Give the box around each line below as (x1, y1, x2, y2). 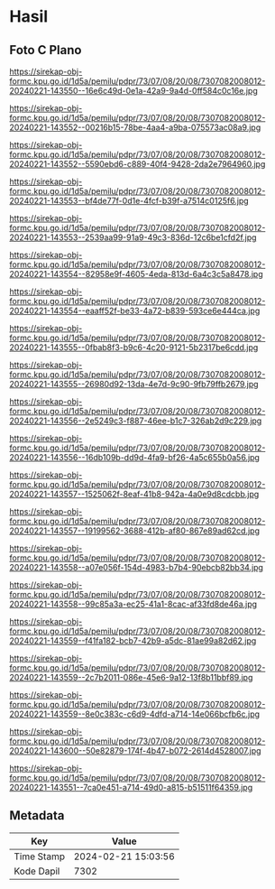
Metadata (9, 808, 65, 823)
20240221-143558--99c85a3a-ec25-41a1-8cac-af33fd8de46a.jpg (9, 598, 258, 609)
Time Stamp (14, 850, 66, 863)
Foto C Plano (9, 42, 82, 58)
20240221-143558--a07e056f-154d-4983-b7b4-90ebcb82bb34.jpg (9, 562, 264, 572)
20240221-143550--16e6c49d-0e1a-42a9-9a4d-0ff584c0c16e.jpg (9, 86, 259, 96)
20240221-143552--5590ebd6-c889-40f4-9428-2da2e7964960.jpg (9, 159, 266, 169)
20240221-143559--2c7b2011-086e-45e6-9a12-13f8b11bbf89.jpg (9, 672, 253, 682)
